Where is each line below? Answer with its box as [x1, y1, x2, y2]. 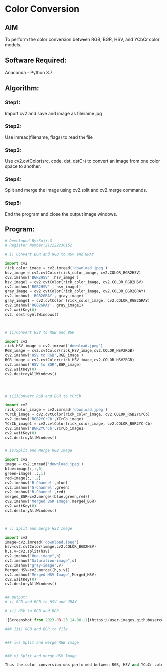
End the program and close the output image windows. [5, 211, 118, 217]
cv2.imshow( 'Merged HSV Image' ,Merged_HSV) [5, 572, 97, 577]
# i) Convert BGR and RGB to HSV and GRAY [5, 252, 94, 257]
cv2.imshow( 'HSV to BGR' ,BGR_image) [5, 362, 81, 367]
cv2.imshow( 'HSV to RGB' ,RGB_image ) [5, 353, 83, 358]
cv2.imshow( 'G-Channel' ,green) [5, 485, 70, 490]
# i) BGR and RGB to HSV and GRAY [5, 600, 77, 605]
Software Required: [5, 56, 67, 65]
